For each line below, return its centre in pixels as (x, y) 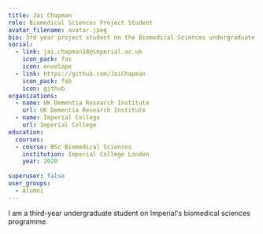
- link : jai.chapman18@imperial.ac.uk (79, 52)
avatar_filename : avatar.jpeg (58, 30)
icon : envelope (47, 67)
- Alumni (30, 190)
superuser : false (37, 176)
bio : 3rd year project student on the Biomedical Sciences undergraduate (132, 37)
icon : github (44, 88)
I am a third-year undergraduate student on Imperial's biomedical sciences (129, 213)
